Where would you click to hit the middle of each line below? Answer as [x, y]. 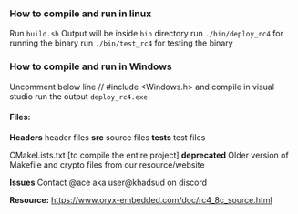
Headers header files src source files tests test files [108, 137]
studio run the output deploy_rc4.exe [79, 96]
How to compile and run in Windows [91, 66]
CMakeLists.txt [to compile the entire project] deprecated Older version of [149, 155]
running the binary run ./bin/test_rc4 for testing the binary [122, 43]
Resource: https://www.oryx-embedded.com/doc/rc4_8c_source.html [141, 199]
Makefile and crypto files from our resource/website [107, 164]
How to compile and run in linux [81, 14]
